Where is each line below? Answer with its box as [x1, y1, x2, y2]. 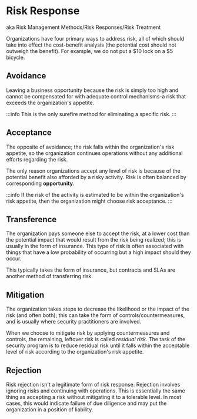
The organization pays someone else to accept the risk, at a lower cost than [6, 230, 190, 237]
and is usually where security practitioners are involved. [6, 318, 142, 325]
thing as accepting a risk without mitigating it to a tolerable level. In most [6, 394, 181, 400]
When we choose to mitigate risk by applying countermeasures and [6, 329, 170, 336]
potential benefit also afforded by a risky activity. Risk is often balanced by [6, 173, 186, 180]
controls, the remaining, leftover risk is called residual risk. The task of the [6, 336, 186, 343]
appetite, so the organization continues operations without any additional [6, 149, 183, 157]
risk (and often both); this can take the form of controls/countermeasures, [6, 312, 185, 319]
